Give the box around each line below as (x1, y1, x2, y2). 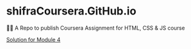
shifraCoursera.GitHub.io (6, 4, 136, 18)
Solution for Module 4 (6, 36, 61, 43)
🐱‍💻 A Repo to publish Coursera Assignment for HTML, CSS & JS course (6, 24, 185, 31)
